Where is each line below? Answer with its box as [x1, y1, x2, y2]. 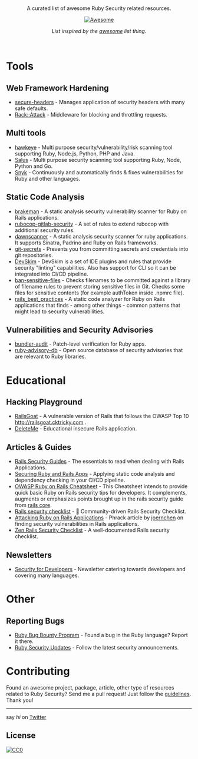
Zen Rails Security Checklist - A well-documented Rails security [14, 526, 170, 534]
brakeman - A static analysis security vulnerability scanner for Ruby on [14, 208, 187, 215]
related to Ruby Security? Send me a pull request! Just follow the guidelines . [6, 691, 192, 697]
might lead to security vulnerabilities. [14, 308, 105, 315]
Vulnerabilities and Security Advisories [6, 325, 153, 335]
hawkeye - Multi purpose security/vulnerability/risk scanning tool [14, 144, 173, 151]
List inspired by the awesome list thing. [51, 28, 147, 34]
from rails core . [14, 502, 52, 509]
